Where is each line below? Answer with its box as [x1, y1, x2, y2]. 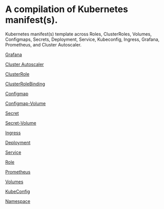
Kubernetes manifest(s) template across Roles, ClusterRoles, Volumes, [5, 31, 152, 37]
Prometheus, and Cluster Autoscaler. [5, 41, 82, 47]
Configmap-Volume [5, 100, 46, 107]
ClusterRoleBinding [5, 81, 45, 87]
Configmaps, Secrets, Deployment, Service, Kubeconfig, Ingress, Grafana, [5, 36, 160, 42]
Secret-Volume [5, 120, 36, 126]
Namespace [5, 198, 30, 204]
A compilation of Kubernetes [5, 4, 128, 15]
